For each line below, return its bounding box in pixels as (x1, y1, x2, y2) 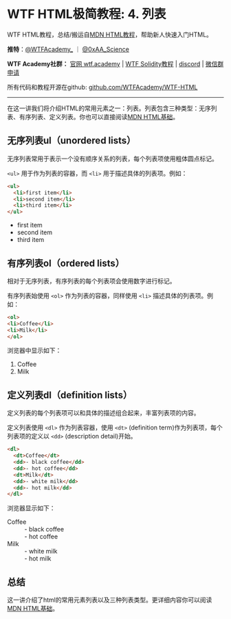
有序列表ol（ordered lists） (7, 257, 125, 269)
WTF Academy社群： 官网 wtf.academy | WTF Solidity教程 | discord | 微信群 (7, 59, 224, 68)
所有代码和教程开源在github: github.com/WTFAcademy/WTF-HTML (7, 83, 198, 91)
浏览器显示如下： (7, 504, 56, 512)
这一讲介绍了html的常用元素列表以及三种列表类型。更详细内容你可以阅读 (7, 596, 212, 604)
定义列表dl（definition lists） (7, 389, 133, 400)
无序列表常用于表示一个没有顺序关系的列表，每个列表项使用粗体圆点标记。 (7, 154, 218, 163)
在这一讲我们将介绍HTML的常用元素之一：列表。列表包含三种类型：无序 (7, 104, 212, 112)
